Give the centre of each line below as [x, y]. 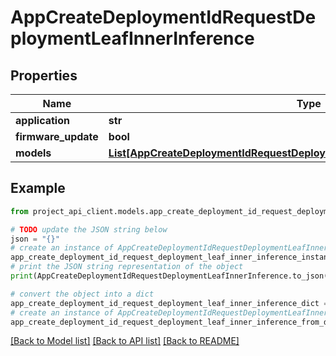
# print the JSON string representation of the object [127, 267]
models [33, 153]
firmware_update [57, 136]
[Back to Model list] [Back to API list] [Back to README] [125, 341]
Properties [44, 75]
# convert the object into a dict [82, 294]
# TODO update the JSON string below [89, 229]
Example [38, 188]
